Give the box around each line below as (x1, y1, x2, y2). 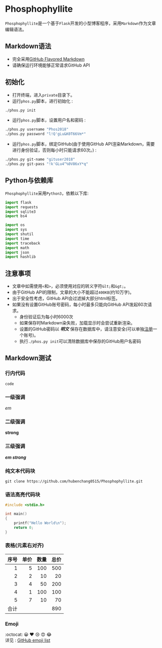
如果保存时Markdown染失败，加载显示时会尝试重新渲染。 (19, 320, 135, 326)
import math (5, 245, 29, 250)
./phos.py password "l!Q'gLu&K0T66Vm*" (5, 131, 86, 137)
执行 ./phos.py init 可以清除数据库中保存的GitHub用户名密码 (19, 338, 142, 344)
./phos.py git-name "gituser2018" (5, 157, 76, 162)
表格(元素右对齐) (5, 542, 44, 549)
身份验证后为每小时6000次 (19, 314, 73, 320)
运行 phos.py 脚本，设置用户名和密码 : (12, 117, 86, 123)
